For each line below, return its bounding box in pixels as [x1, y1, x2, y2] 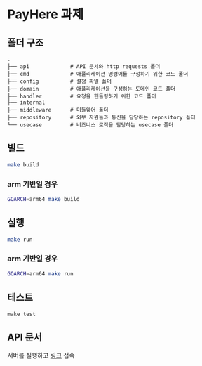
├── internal [7, 99, 46, 106]
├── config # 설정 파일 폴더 [7, 78, 112, 85]
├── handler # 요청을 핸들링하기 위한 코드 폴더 [7, 93, 156, 100]
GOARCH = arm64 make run [7, 270, 74, 277]
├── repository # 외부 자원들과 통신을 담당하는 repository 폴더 [7, 114, 196, 121]
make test [7, 311, 36, 318]
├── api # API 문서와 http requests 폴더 [7, 63, 161, 70]
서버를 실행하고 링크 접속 [7, 351, 75, 360]
